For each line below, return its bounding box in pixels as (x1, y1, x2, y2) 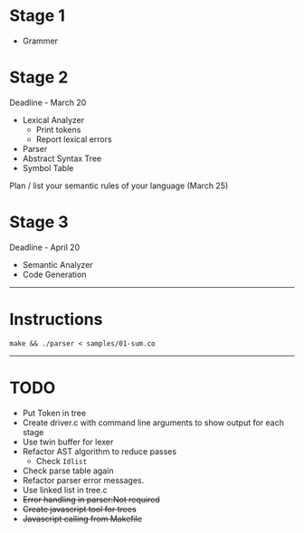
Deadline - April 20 (9, 242, 81, 252)
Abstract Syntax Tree (22, 153, 102, 164)
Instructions (9, 309, 103, 329)
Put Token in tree (22, 407, 87, 418)
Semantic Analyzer (22, 259, 93, 270)
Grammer (22, 35, 59, 46)
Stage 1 (9, 5, 66, 26)
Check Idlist (35, 455, 88, 466)
